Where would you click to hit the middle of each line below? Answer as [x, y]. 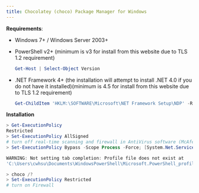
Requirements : [25, 28]
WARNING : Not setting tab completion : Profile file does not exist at [95, 158]
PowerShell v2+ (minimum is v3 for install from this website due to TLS [101, 52]
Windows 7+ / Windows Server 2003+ [61, 40]
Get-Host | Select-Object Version [57, 69]
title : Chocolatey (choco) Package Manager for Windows [76, 12]
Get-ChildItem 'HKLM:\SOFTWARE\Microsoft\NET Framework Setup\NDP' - [102, 103]
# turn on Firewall [30, 185]
